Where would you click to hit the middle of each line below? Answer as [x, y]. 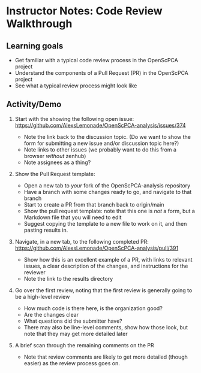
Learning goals [35, 46]
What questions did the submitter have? [73, 321]
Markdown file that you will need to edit [73, 217]
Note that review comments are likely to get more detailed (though [106, 357]
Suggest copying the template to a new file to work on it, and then [105, 223]
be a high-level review [42, 296]
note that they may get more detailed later [76, 333]
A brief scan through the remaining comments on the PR [84, 345]
